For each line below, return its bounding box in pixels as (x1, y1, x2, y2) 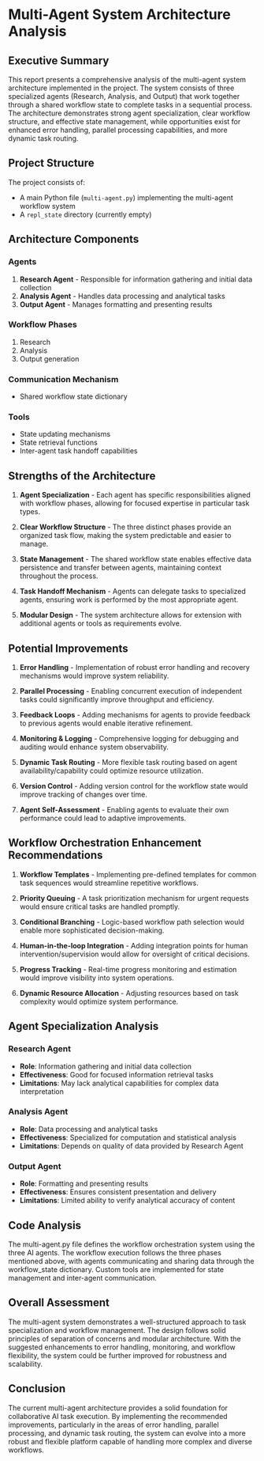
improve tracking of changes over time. (19, 789, 147, 800)
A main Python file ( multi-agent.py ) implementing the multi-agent (19, 192, 234, 202)
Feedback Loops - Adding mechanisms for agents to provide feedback (19, 710, 251, 720)
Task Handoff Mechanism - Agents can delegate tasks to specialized (19, 587, 247, 596)
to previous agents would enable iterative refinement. (19, 718, 193, 729)
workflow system (19, 201, 76, 210)
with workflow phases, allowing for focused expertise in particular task (19, 498, 250, 508)
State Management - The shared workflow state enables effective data (19, 554, 252, 564)
